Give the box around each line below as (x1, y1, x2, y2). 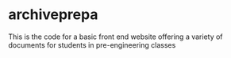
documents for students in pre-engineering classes (8, 40, 176, 49)
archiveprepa (8, 6, 98, 24)
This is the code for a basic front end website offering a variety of (8, 32, 224, 41)
